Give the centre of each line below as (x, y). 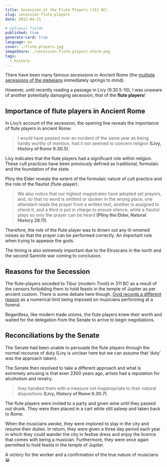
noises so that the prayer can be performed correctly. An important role (79, 235)
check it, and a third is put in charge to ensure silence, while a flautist (88, 210)
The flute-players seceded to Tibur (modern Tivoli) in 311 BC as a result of (81, 284)
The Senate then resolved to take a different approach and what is (73, 368)
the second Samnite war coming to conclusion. (53, 256)
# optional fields (24, 28)
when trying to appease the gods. (40, 241)
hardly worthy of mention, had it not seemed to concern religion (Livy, (89, 144)
